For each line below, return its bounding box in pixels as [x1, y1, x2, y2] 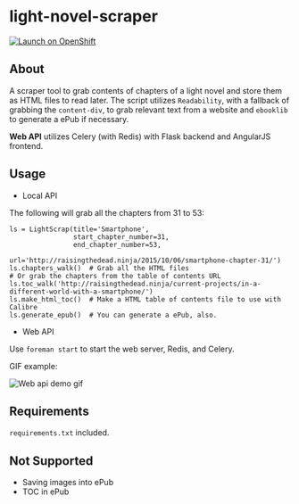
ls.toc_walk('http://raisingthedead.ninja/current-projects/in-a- [9, 279, 262, 288]
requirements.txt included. [9, 427, 110, 438]
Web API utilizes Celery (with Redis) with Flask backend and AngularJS [9, 131, 271, 142]
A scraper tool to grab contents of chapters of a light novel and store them [9, 85, 283, 95]
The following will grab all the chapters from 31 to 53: [9, 207, 205, 218]
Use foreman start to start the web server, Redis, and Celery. [9, 343, 235, 354]
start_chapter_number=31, [72, 232, 170, 242]
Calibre [9, 302, 38, 311]
